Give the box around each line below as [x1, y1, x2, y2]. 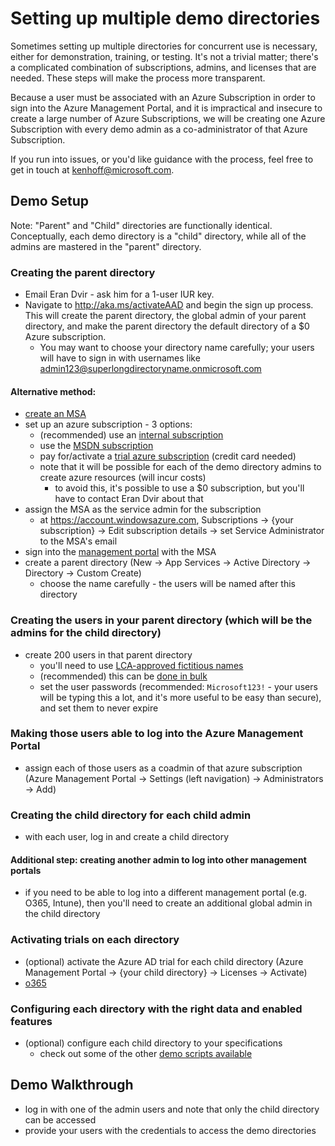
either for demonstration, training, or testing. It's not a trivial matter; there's [10, 50, 319, 62]
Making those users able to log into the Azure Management [10, 727, 304, 741]
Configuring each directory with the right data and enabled [10, 1002, 303, 1016]
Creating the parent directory [10, 265, 156, 279]
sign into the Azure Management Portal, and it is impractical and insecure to [10, 102, 323, 114]
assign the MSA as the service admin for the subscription [24, 503, 262, 516]
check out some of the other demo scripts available [39, 1047, 253, 1059]
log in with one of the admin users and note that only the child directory [24, 1103, 320, 1115]
